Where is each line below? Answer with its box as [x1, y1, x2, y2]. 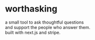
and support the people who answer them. [5, 24, 91, 30]
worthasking [5, 3, 57, 14]
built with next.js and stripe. [5, 29, 61, 35]
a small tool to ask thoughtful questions [5, 19, 84, 25]
